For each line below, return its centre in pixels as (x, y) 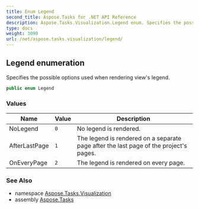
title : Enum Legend (30, 12)
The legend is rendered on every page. (131, 162)
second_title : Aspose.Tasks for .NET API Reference (71, 17)
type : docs (20, 28)
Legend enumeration (45, 63)
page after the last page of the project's (132, 146)
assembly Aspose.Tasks (44, 200)
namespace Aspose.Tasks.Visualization (63, 194)
